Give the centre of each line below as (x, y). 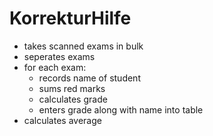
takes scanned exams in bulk (83, 46)
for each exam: (55, 67)
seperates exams (59, 56)
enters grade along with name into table (121, 109)
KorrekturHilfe (70, 18)
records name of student (89, 78)
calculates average (62, 120)
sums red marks (72, 88)
